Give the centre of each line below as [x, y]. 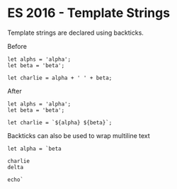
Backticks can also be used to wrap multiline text [79, 135]
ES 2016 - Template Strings [89, 13]
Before [17, 46]
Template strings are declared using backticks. [75, 33]
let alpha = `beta [34, 149]
